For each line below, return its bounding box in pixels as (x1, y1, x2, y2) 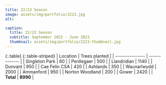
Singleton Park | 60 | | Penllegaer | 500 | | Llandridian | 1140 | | (25, 58, 153, 64)
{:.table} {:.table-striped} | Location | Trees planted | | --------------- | (5, 53, 148, 59)
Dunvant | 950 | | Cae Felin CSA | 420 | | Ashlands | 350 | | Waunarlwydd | (5, 63, 157, 70)
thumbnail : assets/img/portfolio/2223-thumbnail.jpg (9, 39, 121, 45)
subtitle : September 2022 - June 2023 (9, 35, 90, 40)
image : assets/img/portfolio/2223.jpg (5, 12, 85, 17)
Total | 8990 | (5, 74, 34, 80)
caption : (5, 25, 23, 30)
